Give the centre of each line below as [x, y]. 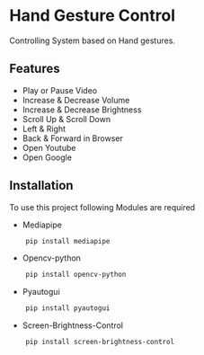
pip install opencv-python [76, 275]
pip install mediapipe [68, 241]
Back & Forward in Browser [72, 138]
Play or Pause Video [59, 90]
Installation [41, 186]
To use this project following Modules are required [102, 207]
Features [35, 69]
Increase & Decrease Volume [76, 100]
